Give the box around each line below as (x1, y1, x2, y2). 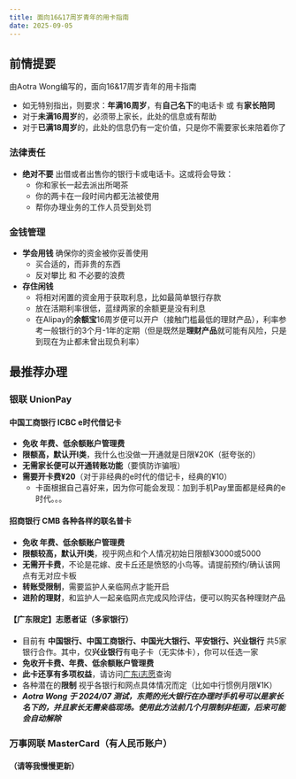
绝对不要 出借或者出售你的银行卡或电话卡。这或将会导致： (21, 168, 234, 179)
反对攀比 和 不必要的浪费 (34, 269, 125, 280)
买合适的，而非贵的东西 (34, 258, 121, 269)
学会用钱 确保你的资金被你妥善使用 (21, 247, 148, 258)
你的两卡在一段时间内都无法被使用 (34, 190, 160, 201)
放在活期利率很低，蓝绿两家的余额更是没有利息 (34, 303, 206, 313)
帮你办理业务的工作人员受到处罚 (34, 201, 152, 212)
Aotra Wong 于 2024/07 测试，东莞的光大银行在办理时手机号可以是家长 (21, 690, 285, 701)
